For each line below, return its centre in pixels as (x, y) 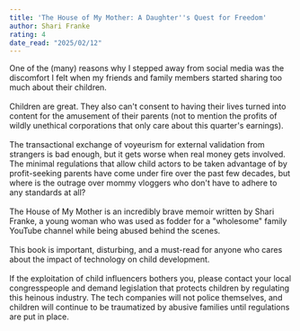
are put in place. (39, 317)
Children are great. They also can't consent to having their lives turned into (148, 107)
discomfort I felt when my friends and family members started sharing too (146, 78)
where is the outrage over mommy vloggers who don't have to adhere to (143, 183)
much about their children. (58, 87)
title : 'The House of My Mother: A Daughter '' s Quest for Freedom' (138, 18)
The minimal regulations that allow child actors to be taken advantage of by (148, 164)
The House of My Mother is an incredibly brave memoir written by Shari (142, 211)
